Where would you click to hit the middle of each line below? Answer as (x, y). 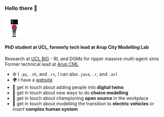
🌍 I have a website (32, 80)
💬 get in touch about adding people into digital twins (68, 87)
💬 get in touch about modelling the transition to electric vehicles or (83, 103)
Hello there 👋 (21, 8)
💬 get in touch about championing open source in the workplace (80, 98)
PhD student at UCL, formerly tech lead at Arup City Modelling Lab (77, 47)
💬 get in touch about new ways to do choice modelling (70, 92)
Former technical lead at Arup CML (42, 64)
